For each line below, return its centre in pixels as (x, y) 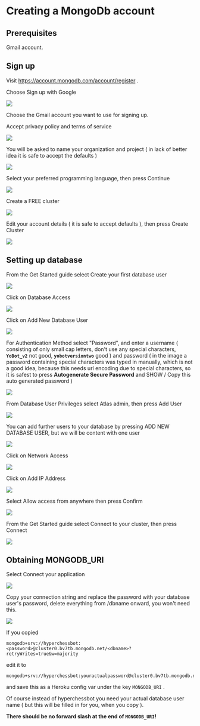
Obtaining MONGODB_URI (55, 560)
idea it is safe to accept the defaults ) (51, 155)
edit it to (16, 665)
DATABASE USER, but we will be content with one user (73, 433)
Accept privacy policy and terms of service (59, 126)
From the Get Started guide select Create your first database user (87, 274)
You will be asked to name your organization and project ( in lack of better (97, 149)
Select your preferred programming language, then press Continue (88, 178)
